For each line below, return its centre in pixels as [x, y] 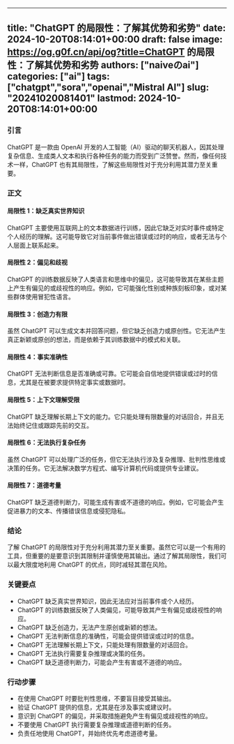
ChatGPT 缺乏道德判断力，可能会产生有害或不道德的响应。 [101, 662]
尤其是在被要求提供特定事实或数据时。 [74, 382]
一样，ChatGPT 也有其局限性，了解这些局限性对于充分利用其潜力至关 [112, 164]
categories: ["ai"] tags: [58, 76]
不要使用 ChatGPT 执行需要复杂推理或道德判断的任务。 [96, 724]
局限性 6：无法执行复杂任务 [47, 442]
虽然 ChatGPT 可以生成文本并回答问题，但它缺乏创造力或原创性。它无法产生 [117, 331]
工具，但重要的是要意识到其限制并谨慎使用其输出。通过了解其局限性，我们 [114, 556]
